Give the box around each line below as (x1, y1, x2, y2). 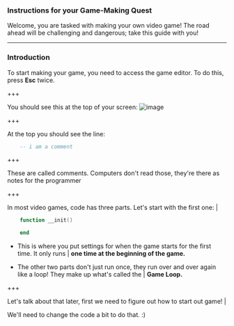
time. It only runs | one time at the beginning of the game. (17, 250, 186, 258)
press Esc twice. (7, 76, 55, 84)
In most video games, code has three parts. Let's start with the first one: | (7, 204, 218, 212)
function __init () (19, 217, 73, 224)
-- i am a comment (19, 143, 73, 150)
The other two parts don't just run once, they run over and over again (17, 263, 217, 271)
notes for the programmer (7, 177, 81, 185)
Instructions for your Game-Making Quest (7, 6, 153, 15)
